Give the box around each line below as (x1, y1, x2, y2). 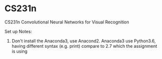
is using (11, 48, 28, 54)
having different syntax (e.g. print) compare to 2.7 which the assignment (11, 43, 157, 49)
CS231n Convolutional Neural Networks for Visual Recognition (4, 19, 130, 25)
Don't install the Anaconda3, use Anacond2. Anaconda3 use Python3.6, (11, 38, 156, 44)
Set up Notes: (4, 28, 32, 34)
